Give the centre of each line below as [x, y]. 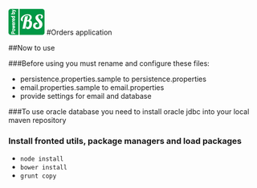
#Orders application [79, 32]
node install [42, 159]
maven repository [37, 120]
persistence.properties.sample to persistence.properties [113, 79]
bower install [43, 168]
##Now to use [32, 48]
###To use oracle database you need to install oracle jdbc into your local [129, 112]
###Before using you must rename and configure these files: [109, 63]
